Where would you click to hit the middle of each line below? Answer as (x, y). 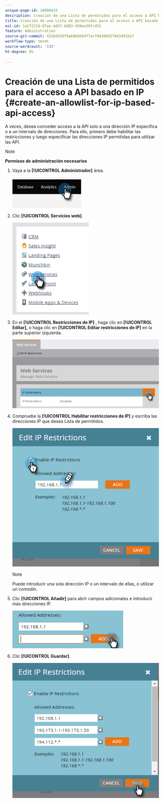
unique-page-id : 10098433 (31, 10)
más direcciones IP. (32, 604)
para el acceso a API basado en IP (75, 92)
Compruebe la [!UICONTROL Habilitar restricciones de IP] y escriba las (84, 416)
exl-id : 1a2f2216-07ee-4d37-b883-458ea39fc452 (53, 26)
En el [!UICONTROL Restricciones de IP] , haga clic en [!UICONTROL (82, 322)
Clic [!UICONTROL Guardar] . (41, 656)
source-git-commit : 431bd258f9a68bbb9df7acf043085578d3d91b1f (70, 36)
